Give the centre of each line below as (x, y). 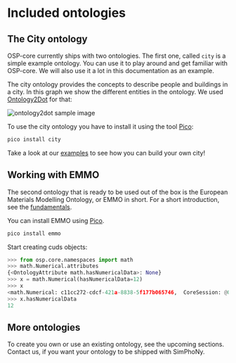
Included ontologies (67, 13)
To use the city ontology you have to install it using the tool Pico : (100, 127)
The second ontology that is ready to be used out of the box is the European (118, 192)
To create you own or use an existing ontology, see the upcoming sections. (116, 344)
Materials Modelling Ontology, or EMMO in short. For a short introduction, (113, 199)
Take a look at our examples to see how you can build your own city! (106, 153)
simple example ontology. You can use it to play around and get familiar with (118, 63)
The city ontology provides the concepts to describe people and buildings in (118, 84)
